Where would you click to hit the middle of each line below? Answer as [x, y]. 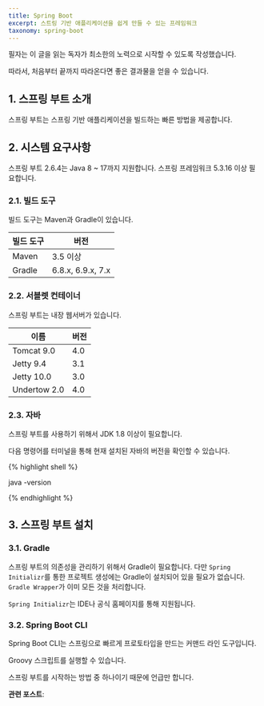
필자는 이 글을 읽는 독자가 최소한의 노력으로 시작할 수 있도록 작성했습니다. [122, 54]
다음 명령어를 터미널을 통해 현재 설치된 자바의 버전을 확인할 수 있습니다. [119, 451]
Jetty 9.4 [29, 363]
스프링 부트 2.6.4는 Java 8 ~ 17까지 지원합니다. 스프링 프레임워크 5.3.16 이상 [128, 168]
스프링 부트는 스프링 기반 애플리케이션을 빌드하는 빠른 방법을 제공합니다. [120, 120]
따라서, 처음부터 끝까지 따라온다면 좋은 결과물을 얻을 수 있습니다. [109, 71]
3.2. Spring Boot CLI [48, 624]
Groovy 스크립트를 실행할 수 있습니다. [67, 660]
